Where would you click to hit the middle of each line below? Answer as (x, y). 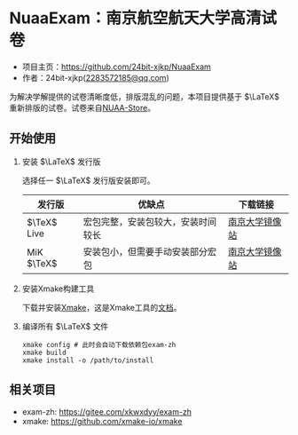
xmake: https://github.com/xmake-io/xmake (102, 421)
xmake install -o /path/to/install (88, 360)
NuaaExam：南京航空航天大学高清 (135, 18)
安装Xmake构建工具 (58, 289)
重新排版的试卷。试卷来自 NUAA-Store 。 (82, 107)
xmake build (44, 352)
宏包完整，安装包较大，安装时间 (150, 221)
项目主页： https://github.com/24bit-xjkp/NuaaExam (116, 67)
